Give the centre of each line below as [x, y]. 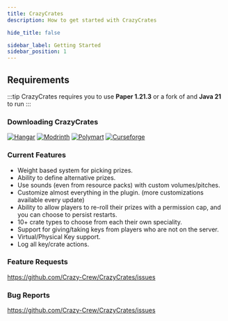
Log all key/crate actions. [53, 244]
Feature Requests [38, 262]
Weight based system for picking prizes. [75, 170]
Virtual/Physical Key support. [59, 236]
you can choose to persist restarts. [67, 214]
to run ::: [19, 104]
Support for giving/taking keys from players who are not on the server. [118, 229]
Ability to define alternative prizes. [66, 177]
